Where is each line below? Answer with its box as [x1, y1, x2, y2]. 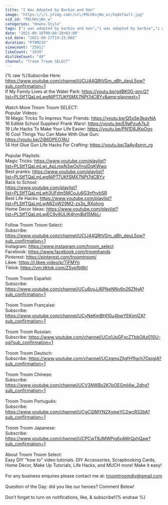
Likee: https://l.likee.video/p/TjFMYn [5, 259, 80, 265]
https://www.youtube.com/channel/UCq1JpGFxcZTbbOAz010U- [28, 334, 161, 340]
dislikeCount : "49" [5, 54, 46, 59]
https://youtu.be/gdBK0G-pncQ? [81, 88, 149, 94]
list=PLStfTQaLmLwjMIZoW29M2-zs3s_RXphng [5, 200, 104, 207]
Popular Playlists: [5, 153, 41, 159]
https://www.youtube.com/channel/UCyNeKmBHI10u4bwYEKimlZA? [5, 313, 146, 319]
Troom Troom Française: [5, 302, 56, 308]
